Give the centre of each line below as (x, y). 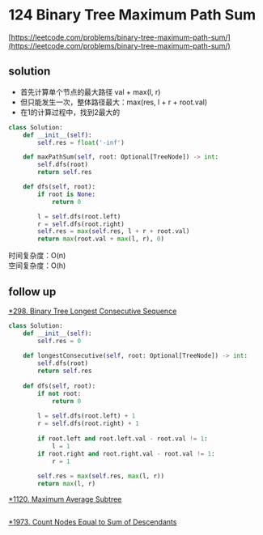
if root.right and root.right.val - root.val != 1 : (127, 454)
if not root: (59, 393)
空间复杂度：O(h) (37, 265)
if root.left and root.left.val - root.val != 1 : (123, 439)
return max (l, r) (66, 484)
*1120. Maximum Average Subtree (65, 499)
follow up (32, 292)
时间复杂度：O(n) (37, 256)
